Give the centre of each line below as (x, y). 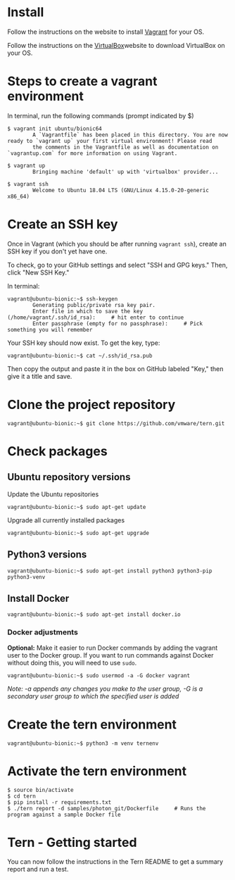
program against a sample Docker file (64, 815)
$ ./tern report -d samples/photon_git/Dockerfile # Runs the (107, 808)
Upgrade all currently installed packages (66, 520)
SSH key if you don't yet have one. (57, 251)
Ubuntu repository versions (69, 477)
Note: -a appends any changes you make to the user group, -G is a (105, 689)
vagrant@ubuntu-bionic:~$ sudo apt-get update (77, 507)
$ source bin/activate (40, 790)
